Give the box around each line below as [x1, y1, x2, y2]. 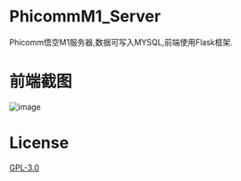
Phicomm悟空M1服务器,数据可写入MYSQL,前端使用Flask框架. [9, 37, 234, 47]
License [9, 133, 70, 153]
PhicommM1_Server [9, 6, 162, 27]
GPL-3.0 [9, 162, 40, 173]
